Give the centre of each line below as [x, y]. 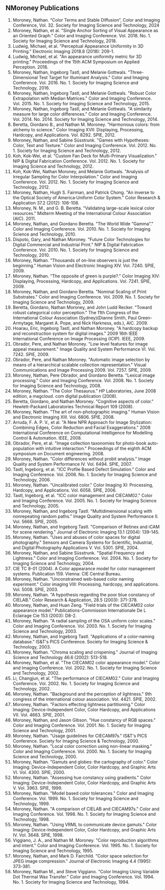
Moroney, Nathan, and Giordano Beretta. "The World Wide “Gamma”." [83, 224]
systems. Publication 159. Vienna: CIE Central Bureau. [67, 574]
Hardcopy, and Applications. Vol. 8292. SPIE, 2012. [64, 135]
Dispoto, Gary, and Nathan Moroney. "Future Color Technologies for [81, 239]
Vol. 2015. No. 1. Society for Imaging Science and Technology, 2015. [81, 103]
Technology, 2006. [32, 479]
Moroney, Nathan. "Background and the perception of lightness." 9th [82, 694]
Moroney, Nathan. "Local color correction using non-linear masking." [82, 746]
